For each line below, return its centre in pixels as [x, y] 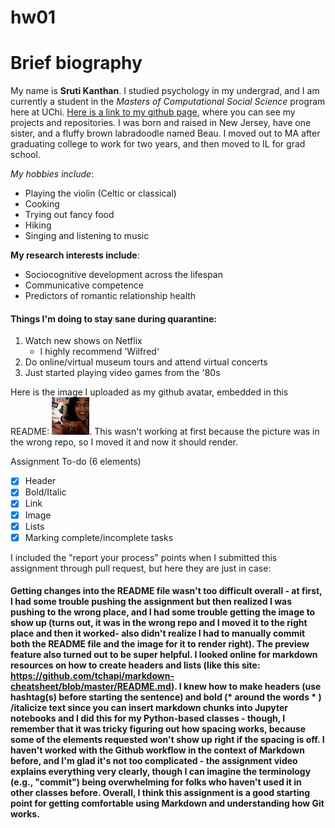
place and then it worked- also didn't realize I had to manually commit [158, 633]
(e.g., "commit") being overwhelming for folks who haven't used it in [156, 782]
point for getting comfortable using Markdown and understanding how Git [167, 803]
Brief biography [76, 63]
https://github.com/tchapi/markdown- [92, 676]
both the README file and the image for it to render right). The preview [160, 644]
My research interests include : [75, 255]
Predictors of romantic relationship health [110, 296]
